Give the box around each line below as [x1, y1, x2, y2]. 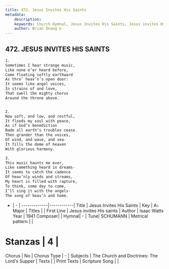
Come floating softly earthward [5, 72, 73, 77]
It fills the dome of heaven [5, 142, 66, 147]
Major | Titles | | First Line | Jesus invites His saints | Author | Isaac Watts [12, 208, 164, 214]
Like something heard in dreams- [5, 165, 75, 170]
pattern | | [12, 218, 34, 224]
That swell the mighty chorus [5, 91, 69, 96]
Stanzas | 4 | [5, 236, 59, 247]
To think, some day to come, [5, 183, 66, 189]
